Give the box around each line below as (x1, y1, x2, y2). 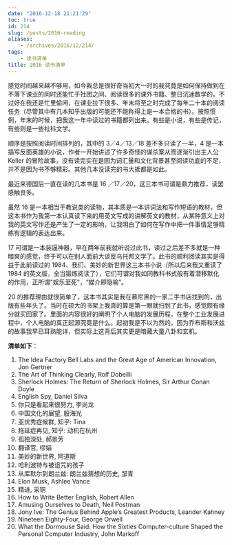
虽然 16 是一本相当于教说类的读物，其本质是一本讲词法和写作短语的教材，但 (8, 203, 223, 211)
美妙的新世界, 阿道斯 (17, 452, 76, 460)
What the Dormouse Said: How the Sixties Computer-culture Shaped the (17, 522, 223, 531)
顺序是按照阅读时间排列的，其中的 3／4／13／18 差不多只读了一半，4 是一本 (8, 139, 224, 147)
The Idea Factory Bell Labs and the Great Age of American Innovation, (17, 355, 217, 364)
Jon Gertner (17, 363, 52, 371)
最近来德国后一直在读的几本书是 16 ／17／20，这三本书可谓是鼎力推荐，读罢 (8, 179, 224, 188)
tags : (8, 49, 23, 56)
